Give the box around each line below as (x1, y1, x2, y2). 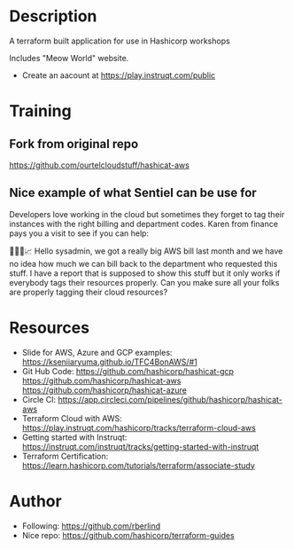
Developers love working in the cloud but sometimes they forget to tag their (9, 208, 285, 219)
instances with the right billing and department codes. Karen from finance (9, 218, 279, 229)
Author (9, 490, 62, 511)
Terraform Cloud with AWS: (21, 412, 122, 423)
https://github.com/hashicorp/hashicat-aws (21, 375, 182, 386)
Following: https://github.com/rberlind (21, 521, 161, 531)
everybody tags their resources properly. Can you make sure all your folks (9, 277, 280, 287)
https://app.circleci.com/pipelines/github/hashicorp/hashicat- (57, 394, 283, 404)
